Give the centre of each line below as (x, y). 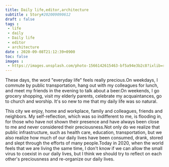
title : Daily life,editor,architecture (47, 10)
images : (14, 61)
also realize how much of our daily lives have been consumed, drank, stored (84, 138)
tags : (12, 24)
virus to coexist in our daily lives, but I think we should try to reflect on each (83, 154)
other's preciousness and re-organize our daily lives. (60, 159)
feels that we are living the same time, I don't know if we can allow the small (84, 148)
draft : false (20, 19)
